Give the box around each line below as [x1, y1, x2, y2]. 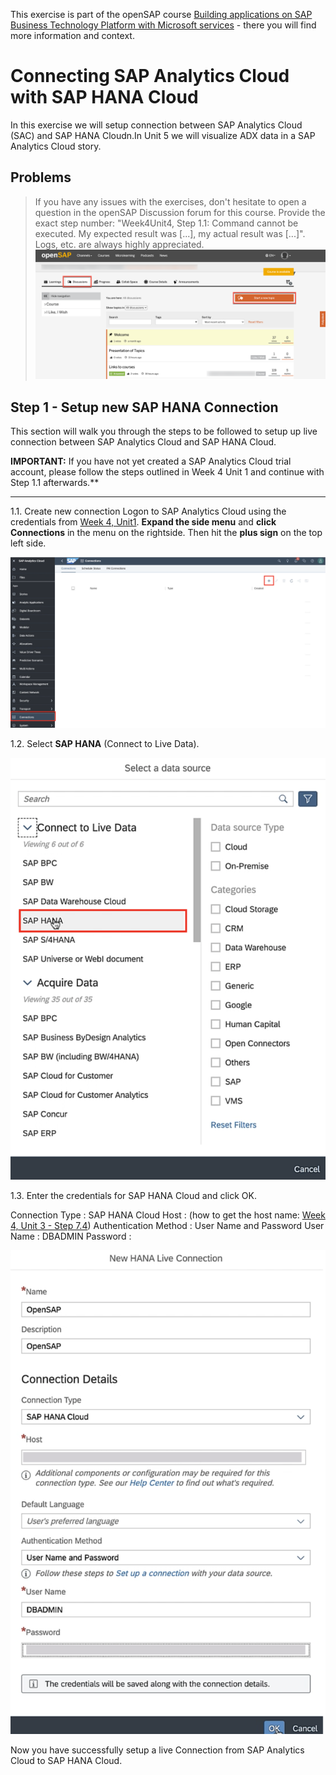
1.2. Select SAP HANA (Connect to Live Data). [10, 737, 200, 749]
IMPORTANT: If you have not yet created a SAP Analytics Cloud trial [10, 455, 292, 468]
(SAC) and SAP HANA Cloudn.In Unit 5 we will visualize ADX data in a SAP [10, 129, 316, 141]
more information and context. [10, 30, 135, 41]
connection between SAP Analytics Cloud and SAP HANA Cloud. [10, 436, 277, 448]
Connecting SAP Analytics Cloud [10, 65, 290, 88]
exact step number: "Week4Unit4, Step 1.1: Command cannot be [34, 217, 299, 229]
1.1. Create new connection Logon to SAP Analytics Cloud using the [10, 505, 287, 518]
